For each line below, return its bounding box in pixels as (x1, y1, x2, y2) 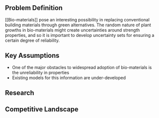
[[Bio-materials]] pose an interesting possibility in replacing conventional (5, 17, 150, 22)
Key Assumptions (5, 51, 59, 60)
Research (5, 89, 35, 97)
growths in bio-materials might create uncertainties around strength (5, 27, 140, 33)
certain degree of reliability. (5, 37, 60, 43)
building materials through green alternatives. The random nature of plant (5, 22, 151, 28)
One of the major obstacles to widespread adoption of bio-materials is (12, 64, 152, 70)
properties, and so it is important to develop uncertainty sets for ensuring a (5, 32, 155, 38)
